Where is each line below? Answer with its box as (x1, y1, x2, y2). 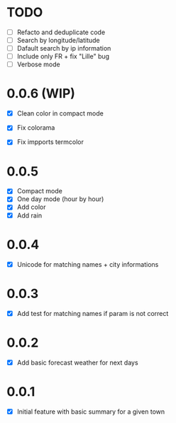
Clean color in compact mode (16, 109, 104, 118)
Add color (16, 203, 46, 211)
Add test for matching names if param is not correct (16, 309, 169, 317)
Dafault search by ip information (16, 44, 111, 53)
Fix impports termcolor (16, 138, 84, 146)
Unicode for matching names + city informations (16, 260, 159, 268)
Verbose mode (16, 60, 61, 68)
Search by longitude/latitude (16, 36, 100, 44)
